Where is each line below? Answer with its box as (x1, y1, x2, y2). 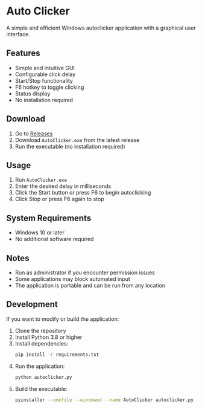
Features (6, 48, 40, 59)
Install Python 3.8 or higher (14, 333, 83, 341)
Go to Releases (14, 130, 53, 137)
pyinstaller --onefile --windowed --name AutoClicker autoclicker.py (14, 397, 194, 403)
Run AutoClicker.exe (14, 176, 68, 184)
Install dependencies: (14, 340, 69, 347)
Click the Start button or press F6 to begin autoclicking (14, 189, 151, 196)
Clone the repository (14, 327, 66, 334)
